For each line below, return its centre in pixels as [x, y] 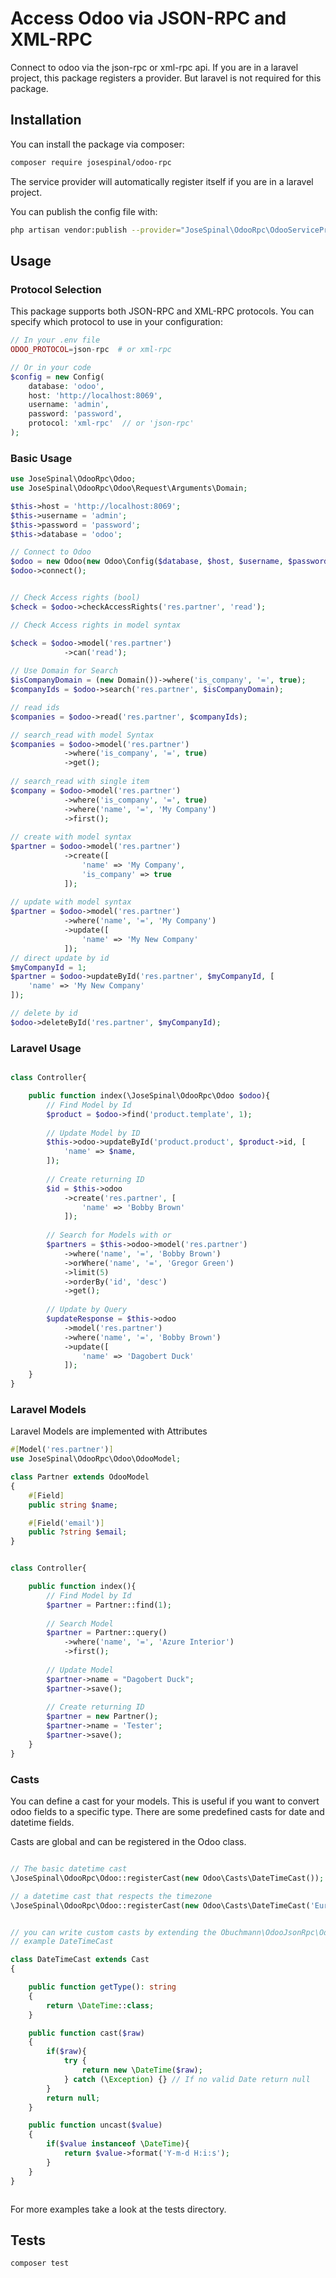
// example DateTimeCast [62, 1942]
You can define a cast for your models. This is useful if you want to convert [165, 1801]
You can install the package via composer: [97, 144]
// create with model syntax [71, 837]
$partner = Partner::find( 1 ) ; [109, 1605]
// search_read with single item [80, 782]
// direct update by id [60, 958]
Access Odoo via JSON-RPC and [148, 18]
